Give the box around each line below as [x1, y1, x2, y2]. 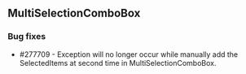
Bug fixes [7, 31, 46, 42]
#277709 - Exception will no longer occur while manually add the [19, 49, 239, 59]
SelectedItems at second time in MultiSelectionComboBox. [19, 58, 217, 67]
